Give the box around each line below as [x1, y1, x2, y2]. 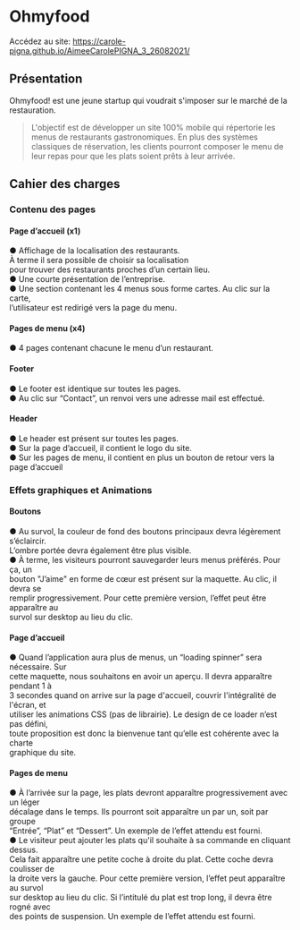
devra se [9, 584, 42, 593]
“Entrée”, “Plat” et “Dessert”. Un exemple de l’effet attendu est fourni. [9, 825, 263, 836]
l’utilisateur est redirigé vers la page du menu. [9, 303, 178, 313]
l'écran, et [9, 700, 46, 711]
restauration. [9, 105, 56, 115]
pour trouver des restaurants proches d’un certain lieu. [9, 264, 211, 275]
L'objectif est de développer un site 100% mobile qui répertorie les [30, 122, 276, 132]
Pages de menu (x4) [9, 322, 86, 333]
